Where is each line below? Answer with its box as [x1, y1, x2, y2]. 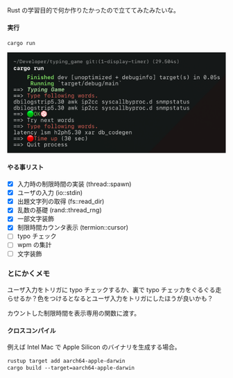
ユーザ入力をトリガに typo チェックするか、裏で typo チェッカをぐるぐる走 [7, 285, 222, 293]
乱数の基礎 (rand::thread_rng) [17, 206, 102, 214]
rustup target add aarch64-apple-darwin [7, 358, 126, 365]
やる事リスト [7, 163, 44, 171]
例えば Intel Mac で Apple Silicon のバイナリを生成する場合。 [7, 343, 182, 352]
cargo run [7, 40, 36, 47]
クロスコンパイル [7, 326, 56, 334]
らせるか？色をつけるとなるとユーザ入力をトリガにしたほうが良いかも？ [7, 294, 214, 302]
